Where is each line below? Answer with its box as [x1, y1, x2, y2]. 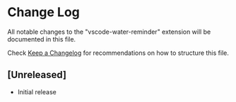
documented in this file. [7, 34, 76, 43]
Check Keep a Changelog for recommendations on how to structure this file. [7, 49, 230, 57]
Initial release [17, 87, 57, 96]
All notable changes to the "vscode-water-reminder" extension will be [7, 27, 211, 36]
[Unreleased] [7, 69, 67, 81]
